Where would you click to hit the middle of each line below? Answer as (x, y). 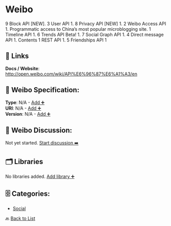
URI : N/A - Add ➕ (23, 108)
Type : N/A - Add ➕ (25, 102)
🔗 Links (17, 56)
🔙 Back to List (20, 218)
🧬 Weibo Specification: (42, 90)
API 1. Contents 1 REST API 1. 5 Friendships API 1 (56, 40)
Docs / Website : (22, 68)
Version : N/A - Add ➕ (28, 114)
